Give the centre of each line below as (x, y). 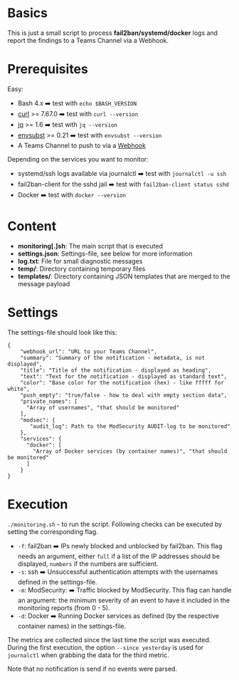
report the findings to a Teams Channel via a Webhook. (88, 40)
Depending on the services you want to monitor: (78, 159)
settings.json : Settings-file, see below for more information (105, 253)
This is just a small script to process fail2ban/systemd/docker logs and (113, 33)
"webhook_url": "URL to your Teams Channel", (89, 351)
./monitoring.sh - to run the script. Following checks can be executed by (115, 524)
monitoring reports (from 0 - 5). (64, 607)
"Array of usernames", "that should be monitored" (103, 407)
